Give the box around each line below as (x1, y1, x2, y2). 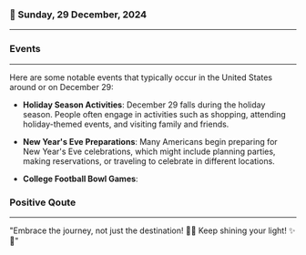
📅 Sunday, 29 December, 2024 (9, 8, 148, 21)
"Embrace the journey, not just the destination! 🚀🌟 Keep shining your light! (9, 225, 287, 236)
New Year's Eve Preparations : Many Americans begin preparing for (22, 136, 278, 147)
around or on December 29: (9, 81, 114, 92)
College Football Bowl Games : (22, 173, 138, 184)
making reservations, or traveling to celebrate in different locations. (22, 155, 275, 167)
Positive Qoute (9, 196, 76, 209)
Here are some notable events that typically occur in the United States (9, 72, 273, 83)
